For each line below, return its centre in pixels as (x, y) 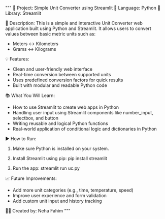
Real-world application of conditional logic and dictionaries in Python (85, 129)
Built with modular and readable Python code (60, 85)
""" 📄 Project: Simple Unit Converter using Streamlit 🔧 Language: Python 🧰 (83, 8)
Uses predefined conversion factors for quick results (68, 80)
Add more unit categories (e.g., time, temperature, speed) (73, 190)
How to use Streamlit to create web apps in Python (66, 107)
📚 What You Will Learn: (30, 96)
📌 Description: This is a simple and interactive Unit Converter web (74, 23)
